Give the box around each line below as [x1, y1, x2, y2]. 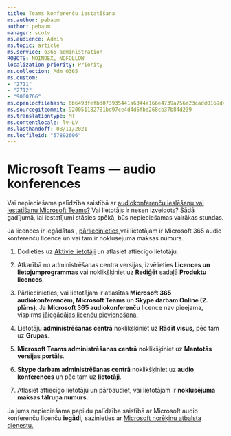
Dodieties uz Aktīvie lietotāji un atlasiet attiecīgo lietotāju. [16, 247, 179, 256]
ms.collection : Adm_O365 [7, 68, 78, 74]
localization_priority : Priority [7, 61, 103, 68]
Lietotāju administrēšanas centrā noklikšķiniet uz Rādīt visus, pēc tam [16, 324, 220, 333]
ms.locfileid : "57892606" [7, 132, 81, 138]
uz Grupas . [16, 331, 49, 340]
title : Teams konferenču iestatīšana [7, 10, 115, 17]
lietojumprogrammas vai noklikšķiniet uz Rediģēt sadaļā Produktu [16, 268, 207, 276]
